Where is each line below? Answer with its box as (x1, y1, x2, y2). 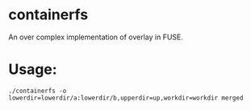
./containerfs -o (8, 87, 67, 95)
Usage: (8, 60, 58, 79)
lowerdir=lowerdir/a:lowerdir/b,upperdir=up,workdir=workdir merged (8, 94, 244, 102)
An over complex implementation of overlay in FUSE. (8, 32, 184, 42)
